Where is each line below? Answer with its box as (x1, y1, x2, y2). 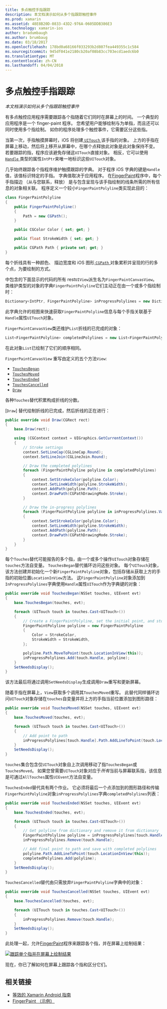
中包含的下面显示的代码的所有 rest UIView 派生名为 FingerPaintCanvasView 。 (5, 276, 158, 282)
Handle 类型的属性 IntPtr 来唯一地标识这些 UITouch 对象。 (5, 156, 118, 162)
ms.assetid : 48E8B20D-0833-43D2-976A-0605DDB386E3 (5, 21, 112, 26)
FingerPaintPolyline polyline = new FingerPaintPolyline (23, 623, 143, 628)
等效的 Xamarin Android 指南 (12, 992, 71, 998)
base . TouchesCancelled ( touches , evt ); (14, 899, 94, 904)
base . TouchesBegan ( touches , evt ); (14, 601, 85, 605)
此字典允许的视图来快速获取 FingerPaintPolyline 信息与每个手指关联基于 (5, 308, 153, 314)
